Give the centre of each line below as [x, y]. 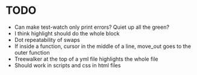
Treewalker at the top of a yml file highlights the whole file [86, 59]
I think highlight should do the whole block [67, 33]
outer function [32, 52]
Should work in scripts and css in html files [67, 65]
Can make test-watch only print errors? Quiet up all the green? [92, 27]
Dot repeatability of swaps [47, 40]
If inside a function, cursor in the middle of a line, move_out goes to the [102, 46]
